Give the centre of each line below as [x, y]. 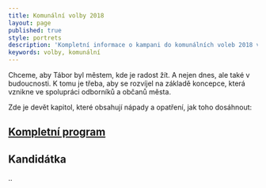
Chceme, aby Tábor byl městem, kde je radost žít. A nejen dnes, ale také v [129, 75]
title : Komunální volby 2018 [56, 15]
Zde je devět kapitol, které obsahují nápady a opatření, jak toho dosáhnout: [130, 107]
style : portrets [35, 38]
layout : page [30, 23]
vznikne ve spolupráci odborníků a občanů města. [90, 92]
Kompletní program [57, 132]
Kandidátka [37, 159]
